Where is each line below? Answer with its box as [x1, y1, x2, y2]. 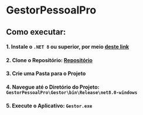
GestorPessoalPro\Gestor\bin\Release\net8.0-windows [6, 89, 138, 96]
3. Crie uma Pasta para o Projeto [6, 70, 86, 77]
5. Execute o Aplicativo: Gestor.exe [6, 102, 93, 109]
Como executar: [6, 27, 66, 37]
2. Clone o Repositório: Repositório [6, 56, 93, 63]
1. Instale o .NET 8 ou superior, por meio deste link [6, 43, 130, 50]
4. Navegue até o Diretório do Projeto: [6, 83, 100, 90]
